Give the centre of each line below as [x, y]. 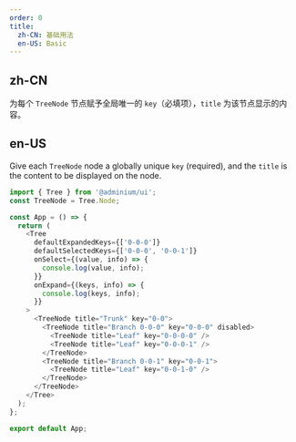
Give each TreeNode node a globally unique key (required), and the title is [148, 166]
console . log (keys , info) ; [92, 293]
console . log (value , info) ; [93, 268]
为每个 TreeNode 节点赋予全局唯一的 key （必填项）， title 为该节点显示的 [144, 103]
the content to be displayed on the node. [86, 175]
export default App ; [49, 428]
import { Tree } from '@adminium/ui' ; [83, 192]
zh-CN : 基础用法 [46, 35]
